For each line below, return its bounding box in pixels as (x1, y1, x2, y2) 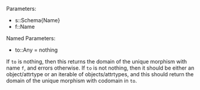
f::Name (14, 23, 35, 30)
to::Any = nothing (14, 46, 58, 53)
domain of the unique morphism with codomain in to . (6, 77, 137, 84)
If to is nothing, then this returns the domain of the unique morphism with (6, 58, 187, 65)
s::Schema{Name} (14, 17, 60, 23)
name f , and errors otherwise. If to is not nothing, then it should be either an (6, 64, 195, 71)
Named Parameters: (6, 35, 56, 41)
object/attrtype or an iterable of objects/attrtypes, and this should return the (6, 71, 194, 77)
